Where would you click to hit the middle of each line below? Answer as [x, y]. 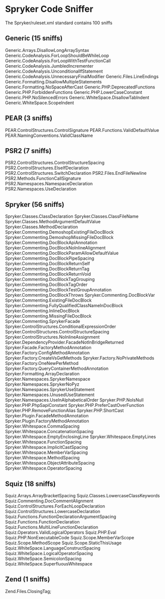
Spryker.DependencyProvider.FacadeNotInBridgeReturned [65, 342]
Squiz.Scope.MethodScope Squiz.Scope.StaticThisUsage [63, 543]
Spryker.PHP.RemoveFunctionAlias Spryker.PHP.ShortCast [65, 410]
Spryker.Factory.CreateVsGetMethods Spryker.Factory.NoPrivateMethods [80, 358]
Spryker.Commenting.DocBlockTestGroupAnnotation [58, 290]
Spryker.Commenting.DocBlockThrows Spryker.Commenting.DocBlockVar [80, 295]
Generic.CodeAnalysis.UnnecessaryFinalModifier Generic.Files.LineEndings [82, 76]
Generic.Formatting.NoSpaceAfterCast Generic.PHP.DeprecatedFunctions [80, 87]
